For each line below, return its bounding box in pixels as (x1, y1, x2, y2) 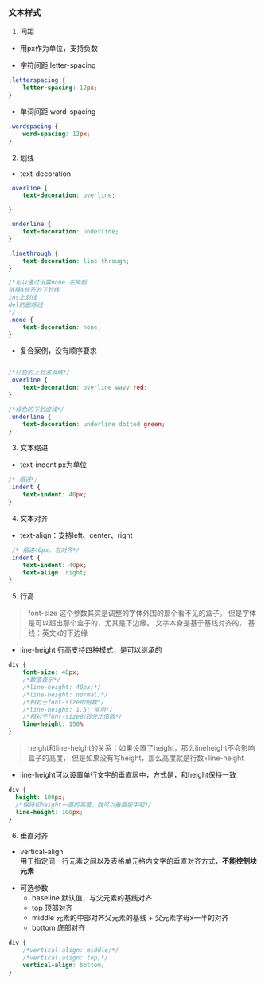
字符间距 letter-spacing (19, 61, 96, 70)
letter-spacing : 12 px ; (22, 84, 98, 92)
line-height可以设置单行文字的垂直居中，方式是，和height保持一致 (19, 770, 237, 780)
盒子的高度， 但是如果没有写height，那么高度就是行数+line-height (27, 753, 244, 763)
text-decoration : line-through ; (22, 257, 130, 265)
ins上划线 (8, 293, 37, 302)
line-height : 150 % (22, 720, 84, 728)
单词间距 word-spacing (19, 106, 96, 116)
